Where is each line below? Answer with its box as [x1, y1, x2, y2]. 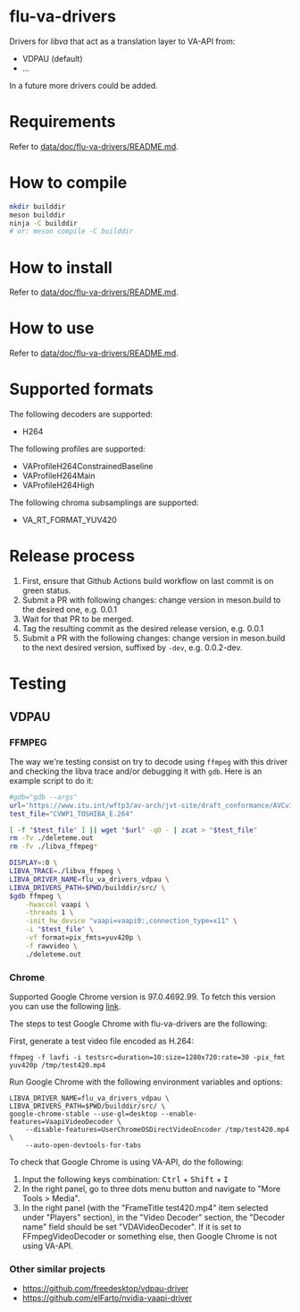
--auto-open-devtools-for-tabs [25, 1140, 142, 1150]
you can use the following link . [9, 1000, 121, 1011]
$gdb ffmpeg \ [9, 891, 62, 901]
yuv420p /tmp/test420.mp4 [9, 1060, 105, 1069]
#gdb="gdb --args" [9, 793, 78, 802]
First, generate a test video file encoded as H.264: [9, 1035, 195, 1046]
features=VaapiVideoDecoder [9, 1117, 114, 1126]
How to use [9, 318, 95, 339]
